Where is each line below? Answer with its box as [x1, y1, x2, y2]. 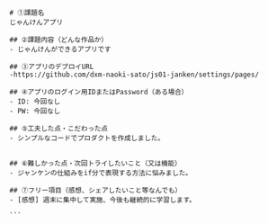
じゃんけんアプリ [9, 18, 64, 27]
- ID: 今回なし [9, 97, 61, 106]
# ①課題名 [9, 8, 45, 17]
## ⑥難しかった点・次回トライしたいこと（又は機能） [9, 159, 182, 168]
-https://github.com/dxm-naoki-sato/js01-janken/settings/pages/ [9, 70, 259, 79]
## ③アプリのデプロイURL [9, 62, 94, 71]
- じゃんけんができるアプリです [9, 45, 112, 54]
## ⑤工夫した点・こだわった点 [9, 124, 108, 133]
